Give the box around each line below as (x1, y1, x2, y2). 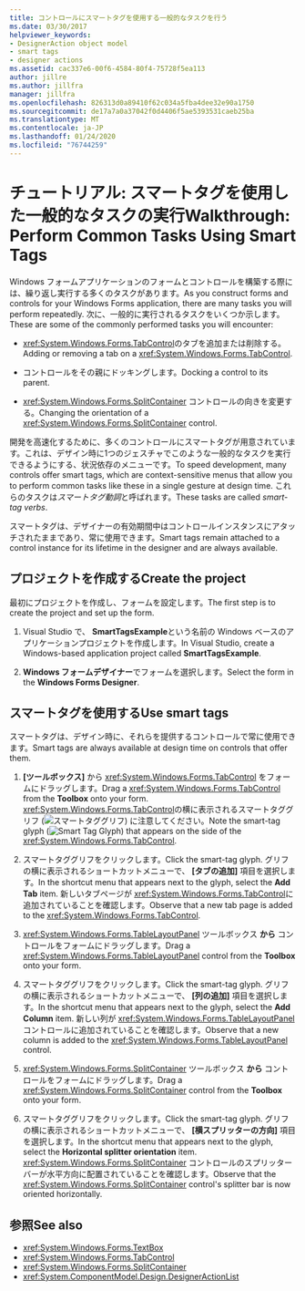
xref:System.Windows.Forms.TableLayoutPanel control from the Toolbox (22, 950, 296, 962)
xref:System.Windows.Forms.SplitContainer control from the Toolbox (22, 1085, 282, 1096)
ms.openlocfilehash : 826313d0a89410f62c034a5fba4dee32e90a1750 (9, 98, 255, 108)
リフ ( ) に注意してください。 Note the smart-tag (22, 815, 280, 826)
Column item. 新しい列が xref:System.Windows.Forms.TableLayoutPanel (22, 1013, 295, 1024)
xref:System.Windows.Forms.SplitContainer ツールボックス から (22, 1063, 263, 1074)
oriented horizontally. (22, 1189, 103, 1200)
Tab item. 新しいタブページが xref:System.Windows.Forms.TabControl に (22, 888, 294, 899)
